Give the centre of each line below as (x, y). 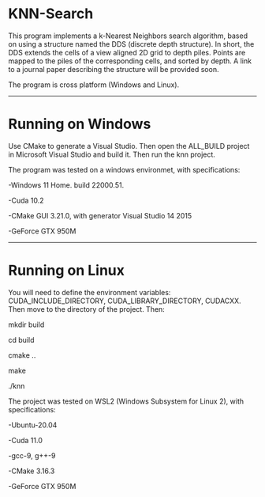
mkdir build (26, 324)
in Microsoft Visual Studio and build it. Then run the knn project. (112, 154)
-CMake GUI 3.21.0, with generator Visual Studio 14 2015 (100, 215)
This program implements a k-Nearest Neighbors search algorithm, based (128, 36)
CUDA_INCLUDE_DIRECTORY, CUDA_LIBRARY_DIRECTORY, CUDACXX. (125, 301)
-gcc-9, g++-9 (32, 455)
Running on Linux (66, 271)
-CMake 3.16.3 (32, 471)
